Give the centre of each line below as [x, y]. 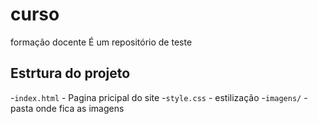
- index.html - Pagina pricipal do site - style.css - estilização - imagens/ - [159, 97]
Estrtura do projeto [70, 73]
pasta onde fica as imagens [67, 108]
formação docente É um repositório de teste [101, 42]
